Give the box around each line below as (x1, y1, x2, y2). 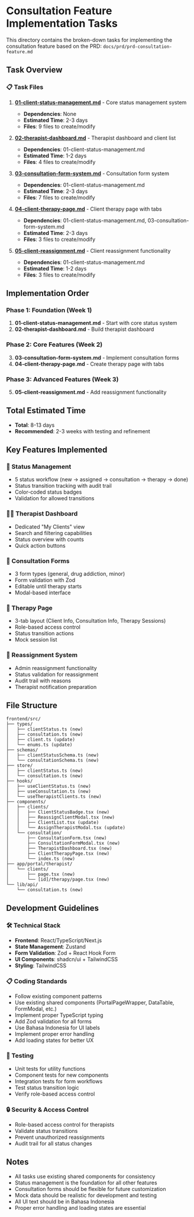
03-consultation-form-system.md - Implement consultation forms (14, 354, 179, 361)
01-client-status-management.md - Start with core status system (14, 320, 177, 327)
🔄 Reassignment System (6, 651, 78, 659)
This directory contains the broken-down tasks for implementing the (6, 36, 173, 43)
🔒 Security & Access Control (6, 1105, 89, 1113)
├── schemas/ (6, 747, 38, 753)
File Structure (6, 700, 57, 710)
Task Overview (6, 65, 63, 75)
